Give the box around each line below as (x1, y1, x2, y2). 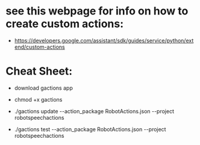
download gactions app (14, 84, 73, 91)
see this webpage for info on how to (5, 4, 189, 18)
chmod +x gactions (14, 96, 63, 103)
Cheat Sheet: (5, 64, 73, 78)
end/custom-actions (14, 43, 65, 51)
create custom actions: (5, 17, 124, 31)
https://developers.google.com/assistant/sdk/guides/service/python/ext (14, 37, 194, 44)
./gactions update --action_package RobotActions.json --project (14, 107, 175, 115)
